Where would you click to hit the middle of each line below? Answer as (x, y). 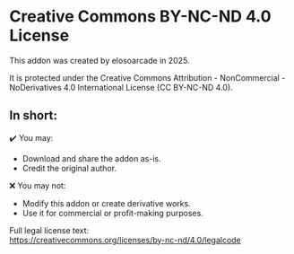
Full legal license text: (49, 230)
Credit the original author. (69, 168)
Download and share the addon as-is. (91, 158)
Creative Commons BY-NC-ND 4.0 (140, 17)
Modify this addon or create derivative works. (106, 203)
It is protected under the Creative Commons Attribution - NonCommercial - (147, 77)
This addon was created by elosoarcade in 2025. (99, 60)
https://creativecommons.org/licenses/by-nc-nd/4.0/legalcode (125, 240)
